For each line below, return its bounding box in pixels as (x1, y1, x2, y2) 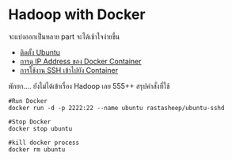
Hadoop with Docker (8, 6, 146, 24)
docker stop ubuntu (8, 124, 73, 132)
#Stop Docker (8, 117, 51, 126)
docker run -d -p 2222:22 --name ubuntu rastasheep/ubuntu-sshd (8, 104, 225, 112)
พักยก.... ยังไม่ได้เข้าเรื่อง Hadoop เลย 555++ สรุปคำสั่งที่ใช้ (8, 81, 170, 90)
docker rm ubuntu (8, 145, 66, 154)
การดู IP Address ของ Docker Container (19, 56, 142, 66)
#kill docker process (8, 139, 80, 147)
